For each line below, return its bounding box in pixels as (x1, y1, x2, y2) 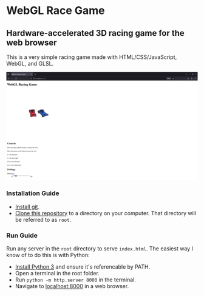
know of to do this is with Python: (6, 252, 90, 259)
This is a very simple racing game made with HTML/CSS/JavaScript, (6, 53, 177, 61)
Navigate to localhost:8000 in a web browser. (15, 283, 129, 290)
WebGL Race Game (6, 4, 105, 18)
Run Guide (6, 231, 38, 239)
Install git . (15, 203, 40, 210)
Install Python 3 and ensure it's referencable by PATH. (15, 263, 151, 270)
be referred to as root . (15, 216, 72, 223)
